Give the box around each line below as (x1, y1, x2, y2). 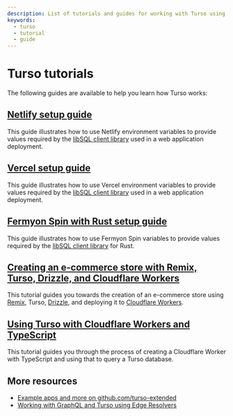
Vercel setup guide (7, 163, 91, 174)
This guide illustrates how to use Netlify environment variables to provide (7, 127, 217, 135)
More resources (7, 375, 78, 387)
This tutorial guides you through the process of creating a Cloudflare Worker (7, 348, 226, 356)
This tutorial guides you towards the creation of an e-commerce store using (7, 291, 224, 299)
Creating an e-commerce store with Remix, (7, 261, 198, 273)
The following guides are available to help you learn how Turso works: (7, 89, 208, 97)
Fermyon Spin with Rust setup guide (7, 216, 168, 228)
